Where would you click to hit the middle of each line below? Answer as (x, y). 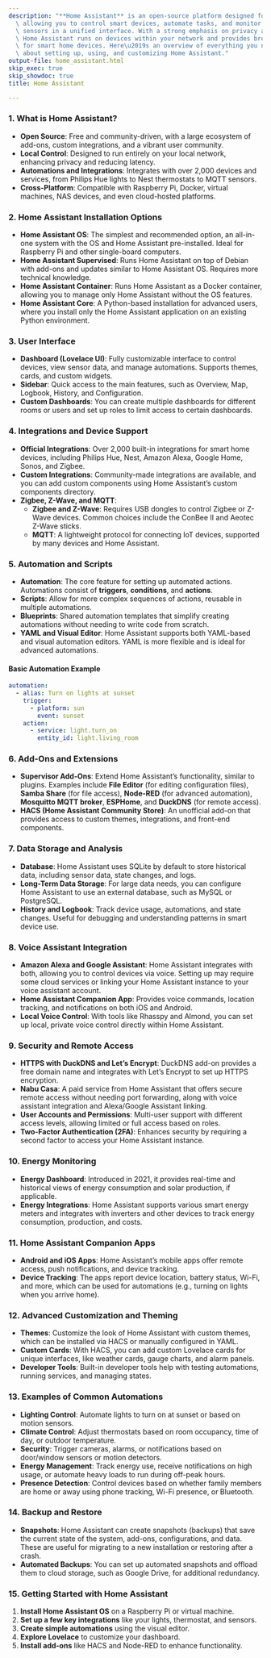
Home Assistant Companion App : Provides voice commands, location (137, 999)
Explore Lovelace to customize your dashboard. (100, 1637)
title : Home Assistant (46, 83)
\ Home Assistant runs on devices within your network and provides (133, 38)
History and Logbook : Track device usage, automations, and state (130, 909)
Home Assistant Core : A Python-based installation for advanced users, (139, 303)
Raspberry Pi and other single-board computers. (100, 252)
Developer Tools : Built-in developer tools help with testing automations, (140, 1368)
